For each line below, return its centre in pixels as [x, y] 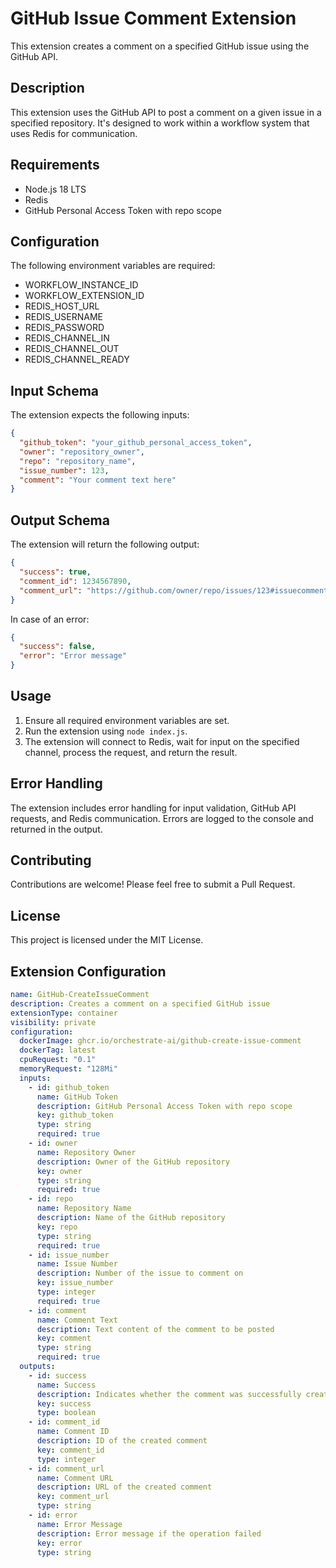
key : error [59, 1543]
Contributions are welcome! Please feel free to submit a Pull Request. [153, 884]
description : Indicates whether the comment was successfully [169, 1394]
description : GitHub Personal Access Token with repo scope [164, 1106]
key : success [64, 1403]
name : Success [66, 1385]
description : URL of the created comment [124, 1487]
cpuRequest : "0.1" [58, 1060]
